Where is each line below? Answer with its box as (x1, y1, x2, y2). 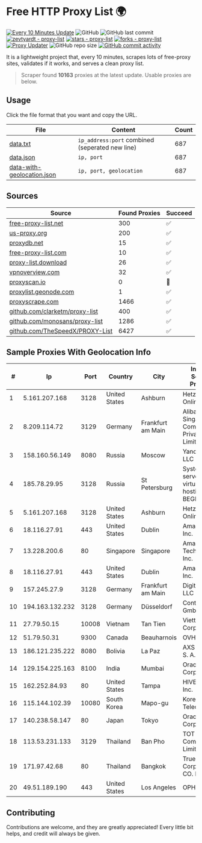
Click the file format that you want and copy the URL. (6, 111, 137, 118)
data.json (9, 153, 35, 161)
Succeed (166, 208, 192, 217)
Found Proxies (118, 208, 161, 217)
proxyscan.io (9, 278, 46, 286)
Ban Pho (141, 738, 165, 746)
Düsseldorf (141, 603, 173, 611)
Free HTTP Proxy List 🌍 (6, 5, 127, 19)
